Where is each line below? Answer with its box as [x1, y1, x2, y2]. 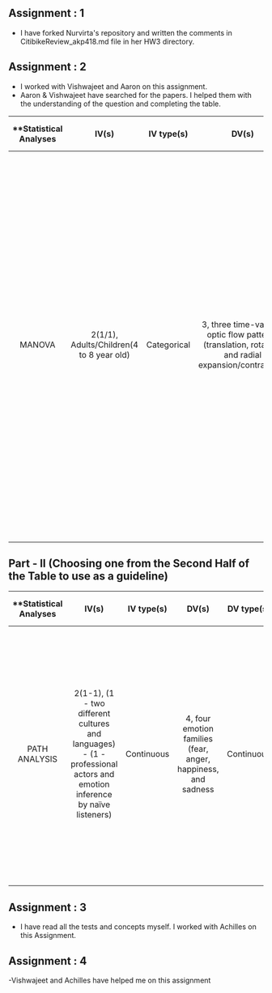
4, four [185, 713, 211, 724]
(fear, [187, 744, 209, 755]
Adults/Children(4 [70, 339, 139, 350]
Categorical [146, 339, 191, 350]
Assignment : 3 [8, 900, 87, 914]
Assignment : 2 [8, 60, 87, 74]
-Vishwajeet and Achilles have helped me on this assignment [8, 975, 211, 986]
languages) [72, 738, 116, 749]
